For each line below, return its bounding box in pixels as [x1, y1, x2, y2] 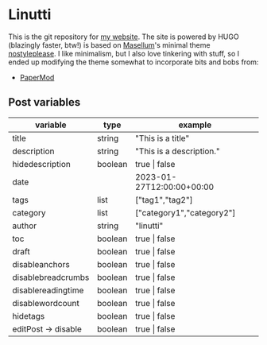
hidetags [12, 310, 45, 321]
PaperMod [19, 72, 55, 82]
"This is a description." [134, 145, 220, 157]
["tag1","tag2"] [134, 194, 193, 205]
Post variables [8, 95, 81, 109]
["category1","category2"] [134, 207, 236, 218]
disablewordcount [12, 297, 79, 308]
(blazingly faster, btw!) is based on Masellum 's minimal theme [8, 40, 211, 49]
